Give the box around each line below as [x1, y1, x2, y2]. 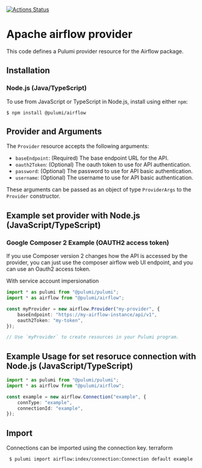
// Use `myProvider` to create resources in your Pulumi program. [6, 334, 179, 340]
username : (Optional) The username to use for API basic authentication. [15, 174, 194, 181]
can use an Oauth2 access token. [6, 265, 91, 273]
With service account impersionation [6, 277, 99, 285]
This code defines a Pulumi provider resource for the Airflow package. [6, 47, 184, 55]
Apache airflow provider [6, 28, 133, 41]
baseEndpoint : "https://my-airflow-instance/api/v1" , [17, 311, 157, 318]
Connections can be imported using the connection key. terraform [6, 444, 173, 451]
